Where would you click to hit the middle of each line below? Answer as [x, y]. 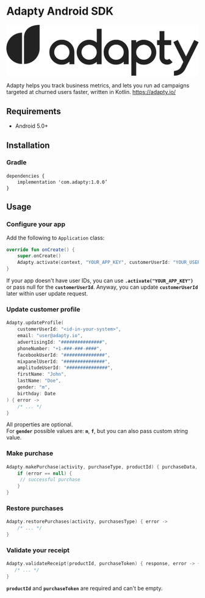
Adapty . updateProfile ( [35, 323]
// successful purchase [50, 480]
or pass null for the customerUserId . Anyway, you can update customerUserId [102, 287]
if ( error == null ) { [45, 473]
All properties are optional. [40, 425]
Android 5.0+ [32, 126]
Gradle [16, 162]
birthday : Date [37, 393]
